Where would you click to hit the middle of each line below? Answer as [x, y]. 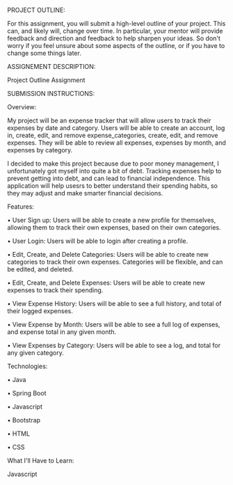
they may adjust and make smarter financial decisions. [85, 193]
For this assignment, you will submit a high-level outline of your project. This [116, 23]
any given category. [36, 353]
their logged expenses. [40, 311]
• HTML [18, 434]
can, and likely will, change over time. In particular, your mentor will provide [115, 31]
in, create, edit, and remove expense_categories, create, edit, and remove [113, 135]
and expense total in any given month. [62, 332]
